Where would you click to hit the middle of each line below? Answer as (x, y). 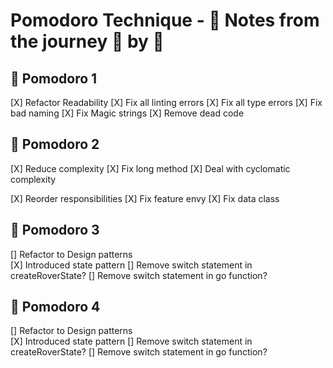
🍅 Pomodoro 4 (55, 307)
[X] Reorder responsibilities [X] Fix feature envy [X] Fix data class (145, 198)
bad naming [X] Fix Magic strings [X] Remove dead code (127, 113)
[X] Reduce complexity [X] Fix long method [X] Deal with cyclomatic (150, 168)
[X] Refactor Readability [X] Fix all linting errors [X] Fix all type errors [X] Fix (166, 102)
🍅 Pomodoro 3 (55, 230)
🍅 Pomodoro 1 (54, 78)
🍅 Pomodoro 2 (55, 144)
